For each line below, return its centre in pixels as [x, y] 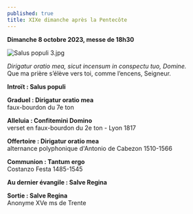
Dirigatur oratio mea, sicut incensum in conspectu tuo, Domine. [97, 66]
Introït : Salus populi [37, 86]
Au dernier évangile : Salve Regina [57, 182]
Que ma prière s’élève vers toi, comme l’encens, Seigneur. [89, 73]
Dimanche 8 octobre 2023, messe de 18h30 [71, 39]
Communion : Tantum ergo [46, 161]
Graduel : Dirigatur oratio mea [50, 99]
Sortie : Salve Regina [37, 195]
